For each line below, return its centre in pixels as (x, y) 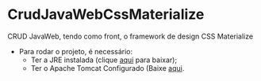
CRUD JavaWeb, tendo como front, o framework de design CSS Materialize (130, 36)
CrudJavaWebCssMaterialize (106, 15)
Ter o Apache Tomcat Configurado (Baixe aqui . (107, 68)
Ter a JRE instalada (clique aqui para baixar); (104, 60)
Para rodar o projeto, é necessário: (76, 51)
